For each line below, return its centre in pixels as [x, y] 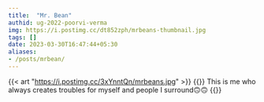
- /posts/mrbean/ [37, 60]
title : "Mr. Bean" [40, 15]
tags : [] [22, 37]
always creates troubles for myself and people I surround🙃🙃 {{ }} [115, 89]
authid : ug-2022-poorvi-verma [58, 23]
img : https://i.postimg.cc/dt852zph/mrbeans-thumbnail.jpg [107, 30]
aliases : [22, 52]
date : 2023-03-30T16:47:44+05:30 [63, 45]
